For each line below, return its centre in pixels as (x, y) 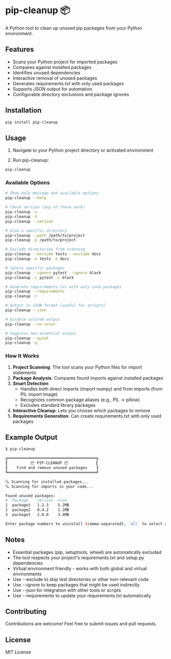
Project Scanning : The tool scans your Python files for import (77, 367)
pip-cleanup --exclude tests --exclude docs (53, 254)
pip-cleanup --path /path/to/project (45, 235)
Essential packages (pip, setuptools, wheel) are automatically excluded (87, 552)
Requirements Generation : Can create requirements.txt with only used (87, 416)
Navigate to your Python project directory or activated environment (83, 150)
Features (20, 50)
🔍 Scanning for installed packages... (47, 482)
